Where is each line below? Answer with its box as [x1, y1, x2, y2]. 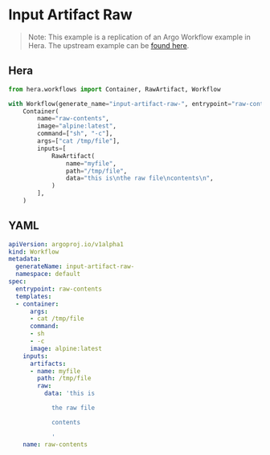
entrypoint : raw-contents [15, 285, 103, 293]
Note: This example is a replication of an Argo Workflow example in [27, 32, 251, 42]
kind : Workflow [8, 247, 59, 256]
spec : [8, 278, 27, 286]
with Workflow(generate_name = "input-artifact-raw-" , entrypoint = [8, 100, 231, 108]
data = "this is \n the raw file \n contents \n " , [65, 174, 215, 182]
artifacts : [29, 360, 67, 368]
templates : [15, 292, 52, 300]
